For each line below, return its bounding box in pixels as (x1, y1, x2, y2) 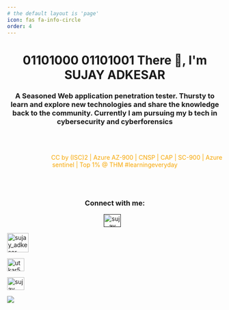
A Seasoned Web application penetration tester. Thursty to (14, 91, 215, 101)
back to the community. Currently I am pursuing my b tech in (12, 108, 217, 118)
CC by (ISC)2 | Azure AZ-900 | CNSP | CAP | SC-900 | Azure (51, 153, 223, 161)
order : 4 (7, 23, 32, 29)
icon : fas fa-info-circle (7, 16, 81, 23)
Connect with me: (84, 198, 146, 208)
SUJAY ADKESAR (64, 67, 165, 82)
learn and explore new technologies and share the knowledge (10, 100, 219, 110)
